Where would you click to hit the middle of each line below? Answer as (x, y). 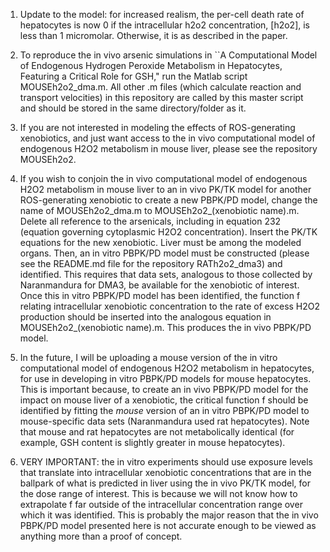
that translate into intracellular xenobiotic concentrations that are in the (165, 472)
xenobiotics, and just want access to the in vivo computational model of (167, 138)
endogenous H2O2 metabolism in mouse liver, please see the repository (168, 148)
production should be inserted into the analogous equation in (145, 317)
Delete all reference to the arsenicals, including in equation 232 (150, 221)
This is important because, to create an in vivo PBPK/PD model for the (164, 389)
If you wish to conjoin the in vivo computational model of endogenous (163, 178)
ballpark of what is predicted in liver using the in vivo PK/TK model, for (165, 483)
